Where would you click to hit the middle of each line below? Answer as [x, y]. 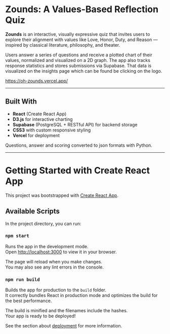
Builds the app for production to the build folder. [56, 290]
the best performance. [29, 301]
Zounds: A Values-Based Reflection [82, 9]
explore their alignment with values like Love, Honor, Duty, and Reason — [81, 40]
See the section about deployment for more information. [64, 326]
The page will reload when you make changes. [54, 261]
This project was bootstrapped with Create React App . [62, 195]
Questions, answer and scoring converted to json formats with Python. [79, 145]
